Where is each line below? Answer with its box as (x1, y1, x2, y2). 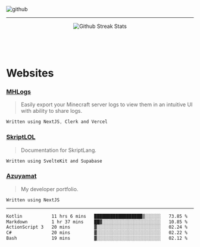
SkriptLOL (6, 133, 36, 141)
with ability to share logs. (20, 107, 82, 115)
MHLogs (6, 88, 32, 96)
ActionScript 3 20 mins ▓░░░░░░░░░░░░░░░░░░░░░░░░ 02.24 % (6, 224, 187, 230)
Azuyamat (6, 172, 37, 180)
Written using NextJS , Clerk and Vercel (6, 119, 108, 125)
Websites (6, 66, 54, 80)
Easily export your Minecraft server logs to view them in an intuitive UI (20, 101, 193, 108)
